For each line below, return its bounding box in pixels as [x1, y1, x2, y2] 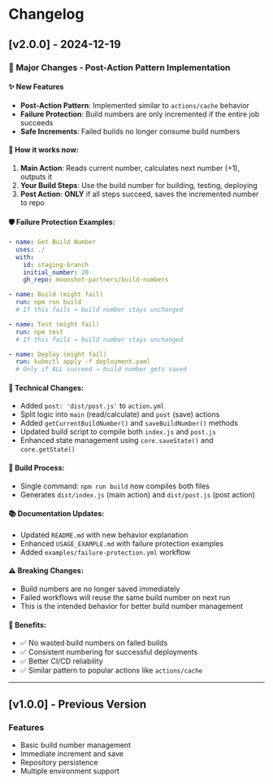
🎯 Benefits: [8, 620, 47, 629]
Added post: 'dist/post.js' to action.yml [19, 401, 165, 411]
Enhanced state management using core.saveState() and [19, 436, 214, 445]
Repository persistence [19, 757, 98, 767]
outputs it [19, 172, 53, 182]
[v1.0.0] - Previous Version [8, 697, 147, 711]
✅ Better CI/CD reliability [19, 656, 103, 666]
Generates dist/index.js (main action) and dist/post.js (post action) [19, 489, 256, 499]
